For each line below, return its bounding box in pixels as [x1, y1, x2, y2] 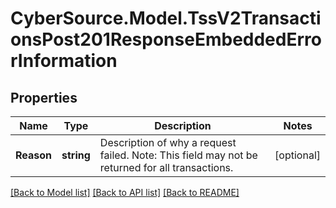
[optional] [274, 148, 321, 162]
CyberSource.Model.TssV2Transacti [10, 7, 322, 30]
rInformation [10, 50, 118, 72]
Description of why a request [99, 136, 237, 149]
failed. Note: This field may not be [99, 148, 258, 162]
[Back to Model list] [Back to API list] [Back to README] [10, 187, 240, 198]
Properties [10, 89, 78, 106]
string [61, 148, 91, 162]
